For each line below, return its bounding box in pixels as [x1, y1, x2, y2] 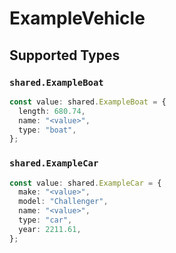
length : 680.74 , [18, 106, 86, 116]
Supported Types [9, 47, 121, 64]
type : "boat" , [18, 125, 77, 135]
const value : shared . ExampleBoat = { [9, 97, 167, 107]
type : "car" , [18, 215, 73, 226]
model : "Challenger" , [18, 197, 109, 207]
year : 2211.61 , [18, 224, 82, 234]
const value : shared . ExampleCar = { [9, 178, 162, 188]
